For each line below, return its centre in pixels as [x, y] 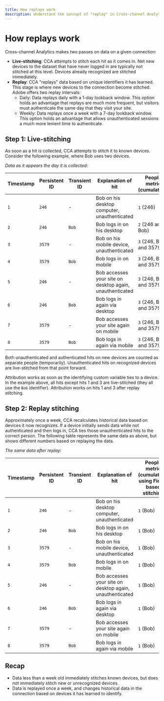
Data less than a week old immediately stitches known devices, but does [85, 678]
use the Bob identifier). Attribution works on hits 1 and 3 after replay [72, 388]
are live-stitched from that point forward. [46, 368]
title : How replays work [30, 10]
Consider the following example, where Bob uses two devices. [68, 156]
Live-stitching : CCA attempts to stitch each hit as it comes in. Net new [83, 61]
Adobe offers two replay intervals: [46, 92]
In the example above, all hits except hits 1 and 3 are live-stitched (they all [79, 383]
